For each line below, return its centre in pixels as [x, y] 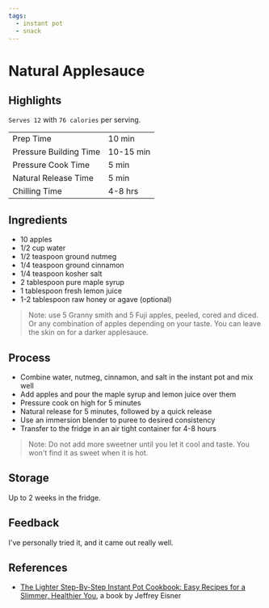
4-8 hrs [123, 191]
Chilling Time [37, 191]
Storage [29, 478]
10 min [121, 139]
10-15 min [129, 152]
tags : [17, 16]
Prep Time [32, 139]
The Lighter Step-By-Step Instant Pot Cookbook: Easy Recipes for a [133, 587]
